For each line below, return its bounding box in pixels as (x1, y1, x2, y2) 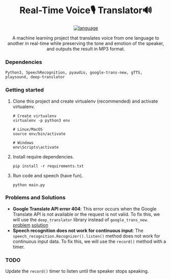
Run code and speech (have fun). (12, 172, 83, 178)
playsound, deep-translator (5, 75, 65, 80)
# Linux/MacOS (12, 127, 43, 132)
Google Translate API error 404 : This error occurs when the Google (12, 205, 157, 212)
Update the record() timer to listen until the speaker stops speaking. (5, 268, 149, 274)
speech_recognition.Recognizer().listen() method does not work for (12, 232, 161, 239)
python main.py (12, 182, 45, 188)
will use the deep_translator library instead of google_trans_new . (12, 216, 149, 223)
